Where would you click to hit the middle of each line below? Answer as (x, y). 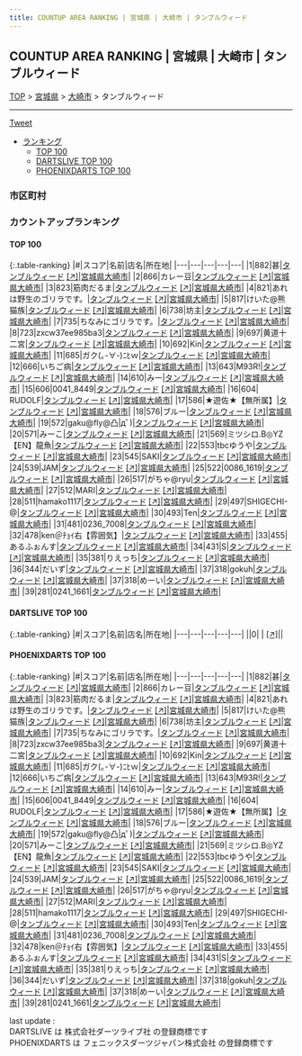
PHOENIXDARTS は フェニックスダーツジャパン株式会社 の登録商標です (142, 1042)
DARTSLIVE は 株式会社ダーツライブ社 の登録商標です (109, 1031)
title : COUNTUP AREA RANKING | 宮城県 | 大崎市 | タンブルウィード (129, 18)
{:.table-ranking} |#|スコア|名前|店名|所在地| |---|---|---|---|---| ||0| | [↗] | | (147, 634)
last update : (32, 1020)
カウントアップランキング (64, 222)
